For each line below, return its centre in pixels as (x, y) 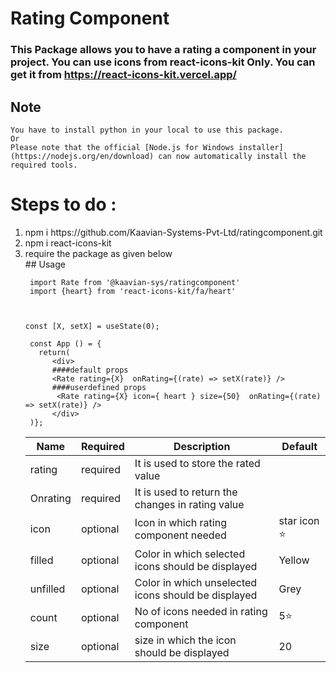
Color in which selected (190, 554)
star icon (299, 520)
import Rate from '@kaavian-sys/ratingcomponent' (135, 282)
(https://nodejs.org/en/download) (82, 156)
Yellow (294, 560)
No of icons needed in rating (201, 611)
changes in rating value (189, 504)
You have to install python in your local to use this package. (147, 130)
